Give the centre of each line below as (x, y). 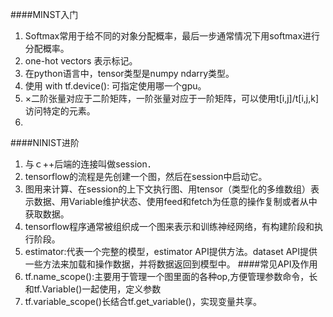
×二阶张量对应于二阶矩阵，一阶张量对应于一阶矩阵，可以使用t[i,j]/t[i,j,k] (172, 98)
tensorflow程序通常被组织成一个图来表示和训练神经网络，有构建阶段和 (169, 226)
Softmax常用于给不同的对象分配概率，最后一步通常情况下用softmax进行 (172, 36)
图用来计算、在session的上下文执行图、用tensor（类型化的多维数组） (168, 189)
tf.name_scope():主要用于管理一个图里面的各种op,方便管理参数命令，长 (171, 276)
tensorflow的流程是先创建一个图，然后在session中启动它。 (146, 176)
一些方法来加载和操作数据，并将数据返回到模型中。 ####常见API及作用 (171, 264)
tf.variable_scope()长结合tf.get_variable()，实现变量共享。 (143, 301)
